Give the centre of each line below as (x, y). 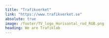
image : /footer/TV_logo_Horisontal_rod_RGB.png (55, 23)
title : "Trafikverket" (28, 10)
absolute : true (21, 19)
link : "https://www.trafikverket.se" (44, 14)
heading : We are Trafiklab (33, 28)
